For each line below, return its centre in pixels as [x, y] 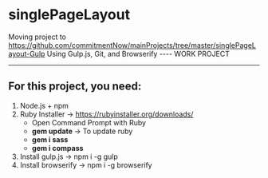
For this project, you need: [75, 87]
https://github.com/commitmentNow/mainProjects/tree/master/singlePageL [132, 45]
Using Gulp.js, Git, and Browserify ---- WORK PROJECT [138, 53]
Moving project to [37, 37]
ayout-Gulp [27, 53]
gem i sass [50, 139]
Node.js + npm [44, 105]
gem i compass [57, 148]
